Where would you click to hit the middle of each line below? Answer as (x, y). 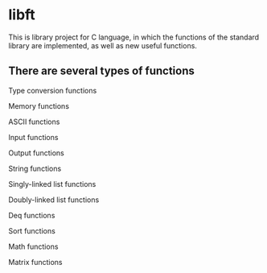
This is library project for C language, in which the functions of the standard (134, 37)
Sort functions (32, 230)
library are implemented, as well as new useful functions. (103, 45)
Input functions (33, 137)
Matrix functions (35, 262)
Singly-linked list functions (52, 184)
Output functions (36, 153)
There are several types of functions (102, 71)
